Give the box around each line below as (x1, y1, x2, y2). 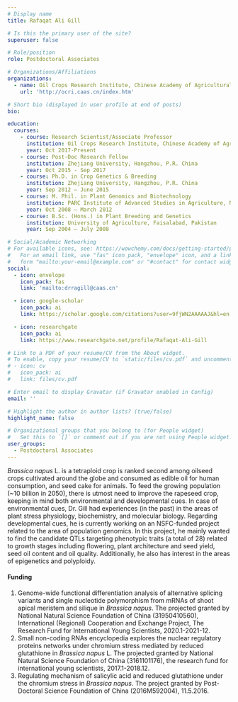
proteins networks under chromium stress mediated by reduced (17, 641, 204, 650)
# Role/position (7, 49, 55, 57)
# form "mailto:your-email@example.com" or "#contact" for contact (7, 258, 217, 266)
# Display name (7, 10, 52, 18)
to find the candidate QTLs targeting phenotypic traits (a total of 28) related (7, 534, 228, 543)
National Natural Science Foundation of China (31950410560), (17, 611, 199, 620)
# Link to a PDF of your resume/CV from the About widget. (7, 349, 186, 356)
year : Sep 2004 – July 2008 (25, 226, 110, 233)
